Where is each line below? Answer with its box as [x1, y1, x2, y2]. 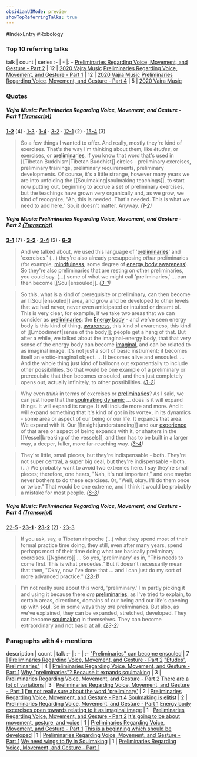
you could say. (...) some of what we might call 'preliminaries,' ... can [20, 273, 187, 280]
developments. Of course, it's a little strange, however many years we [20, 171, 190, 178]
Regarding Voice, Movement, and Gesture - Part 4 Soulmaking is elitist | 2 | [6, 694, 188, 701]
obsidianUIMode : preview [6, 8, 67, 15]
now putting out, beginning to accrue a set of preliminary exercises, [20, 183, 185, 190]
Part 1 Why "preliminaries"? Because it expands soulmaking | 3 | [6, 668, 162, 676]
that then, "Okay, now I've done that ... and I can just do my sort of [20, 566, 182, 574]
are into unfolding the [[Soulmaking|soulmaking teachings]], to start [20, 176, 185, 183]
